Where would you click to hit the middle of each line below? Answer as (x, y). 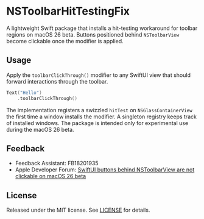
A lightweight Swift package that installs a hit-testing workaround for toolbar (102, 28)
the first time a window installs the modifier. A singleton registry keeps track (101, 117)
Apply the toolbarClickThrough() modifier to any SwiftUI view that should (98, 75)
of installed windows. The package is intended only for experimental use (97, 123)
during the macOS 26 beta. (40, 129)
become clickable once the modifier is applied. (65, 41)
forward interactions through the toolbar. (57, 81)
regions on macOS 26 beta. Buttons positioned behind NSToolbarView (93, 34)
